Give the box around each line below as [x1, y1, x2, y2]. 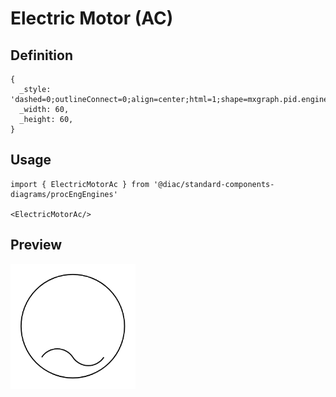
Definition [10, 47, 73, 64]
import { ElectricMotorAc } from [10, 179, 150, 189]
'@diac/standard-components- [153, 179, 275, 189]
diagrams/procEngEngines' [10, 189, 118, 199]
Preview [10, 237, 63, 254]
